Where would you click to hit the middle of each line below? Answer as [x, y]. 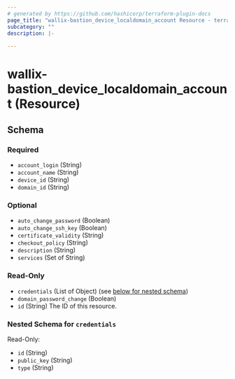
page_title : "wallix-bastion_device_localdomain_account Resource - [109, 20]
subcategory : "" [31, 27]
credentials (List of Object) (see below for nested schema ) [103, 291]
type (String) [35, 367]
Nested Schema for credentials [62, 324]
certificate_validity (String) [60, 236]
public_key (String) [45, 360]
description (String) [46, 250]
